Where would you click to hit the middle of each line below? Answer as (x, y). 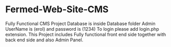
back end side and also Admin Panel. (44, 40)
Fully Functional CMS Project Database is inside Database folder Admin (80, 24)
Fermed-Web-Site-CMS (57, 9)
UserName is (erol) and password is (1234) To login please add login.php (82, 29)
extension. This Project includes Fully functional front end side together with (86, 34)
